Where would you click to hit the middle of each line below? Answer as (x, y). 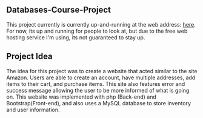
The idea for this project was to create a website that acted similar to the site (102, 71)
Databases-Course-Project (58, 10)
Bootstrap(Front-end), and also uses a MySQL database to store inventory (99, 103)
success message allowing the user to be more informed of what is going (98, 90)
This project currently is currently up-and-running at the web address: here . (101, 24)
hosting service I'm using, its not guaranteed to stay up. (76, 37)
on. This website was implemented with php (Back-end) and (81, 97)
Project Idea (29, 57)
